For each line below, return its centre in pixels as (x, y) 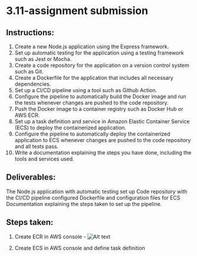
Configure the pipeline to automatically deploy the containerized (92, 134)
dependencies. (33, 84)
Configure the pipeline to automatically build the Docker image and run (100, 96)
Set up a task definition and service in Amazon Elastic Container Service (102, 121)
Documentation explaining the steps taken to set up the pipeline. (84, 204)
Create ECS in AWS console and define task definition (80, 248)
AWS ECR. (27, 115)
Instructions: (30, 33)
